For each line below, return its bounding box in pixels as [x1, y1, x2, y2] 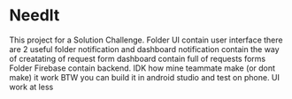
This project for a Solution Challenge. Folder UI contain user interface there [9, 34, 283, 45]
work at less [9, 81, 54, 92]
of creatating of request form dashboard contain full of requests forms [9, 53, 266, 64]
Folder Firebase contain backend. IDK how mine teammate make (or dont [9, 63, 276, 73]
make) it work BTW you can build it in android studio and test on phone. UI [9, 72, 280, 82]
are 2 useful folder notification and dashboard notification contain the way [9, 43, 280, 54]
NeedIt [9, 5, 60, 26]
